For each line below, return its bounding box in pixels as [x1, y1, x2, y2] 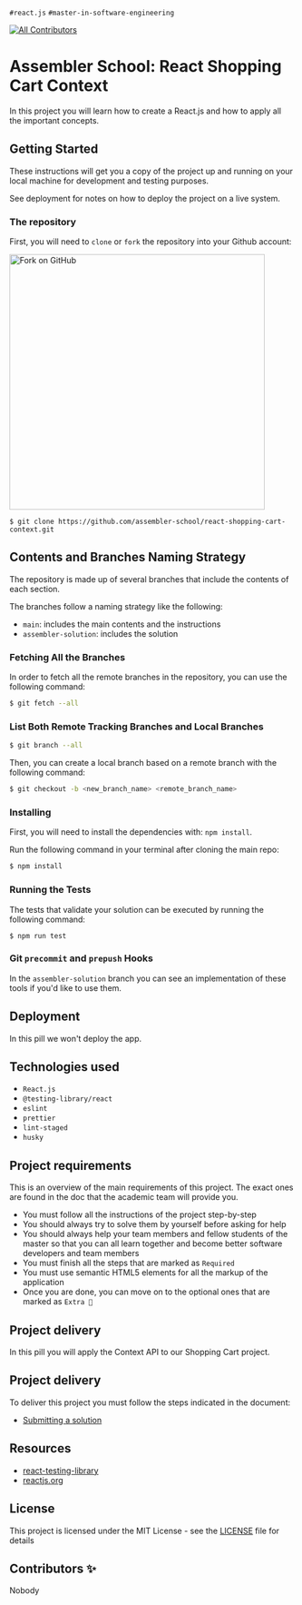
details [9, 1534, 34, 1546]
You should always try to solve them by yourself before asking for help [22, 1219, 287, 1230]
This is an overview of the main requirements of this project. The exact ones [9, 1182, 294, 1193]
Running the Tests [9, 884, 92, 897]
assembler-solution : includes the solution [22, 628, 179, 639]
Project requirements [9, 1157, 132, 1174]
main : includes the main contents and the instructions [22, 619, 221, 629]
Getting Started [9, 142, 99, 157]
